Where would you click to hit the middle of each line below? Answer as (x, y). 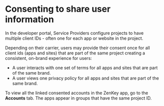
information (29, 19)
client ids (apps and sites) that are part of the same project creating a (75, 53)
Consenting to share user (58, 9)
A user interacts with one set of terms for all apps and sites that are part (85, 68)
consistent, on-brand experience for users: (49, 58)
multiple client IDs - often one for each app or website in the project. (74, 38)
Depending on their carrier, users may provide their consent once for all (78, 48)
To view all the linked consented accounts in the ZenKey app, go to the (77, 93)
